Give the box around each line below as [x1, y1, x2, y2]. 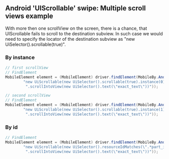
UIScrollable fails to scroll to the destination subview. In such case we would [5, 30, 163, 37]
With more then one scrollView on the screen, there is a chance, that [5, 25, 147, 31]
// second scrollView [5, 93, 51, 98]
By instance [5, 54, 35, 61]
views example [5, 12, 54, 21]
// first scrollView [5, 65, 49, 70]
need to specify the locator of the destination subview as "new [5, 36, 135, 42]
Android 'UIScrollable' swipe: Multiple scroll [5, 4, 146, 13]
